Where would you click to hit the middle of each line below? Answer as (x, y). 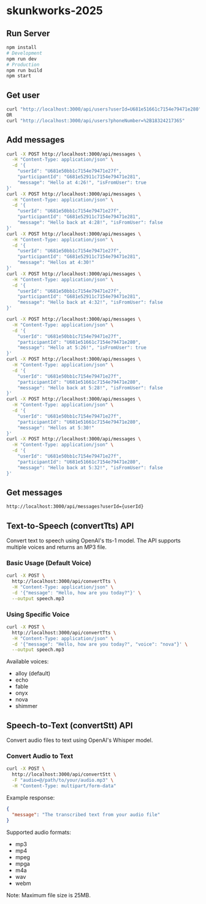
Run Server (28, 33)
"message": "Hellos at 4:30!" (56, 263)
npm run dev (21, 59)
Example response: (31, 797)
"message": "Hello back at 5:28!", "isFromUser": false (90, 388)
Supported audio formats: (39, 832)
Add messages (36, 140)
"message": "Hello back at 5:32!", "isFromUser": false (90, 467)
